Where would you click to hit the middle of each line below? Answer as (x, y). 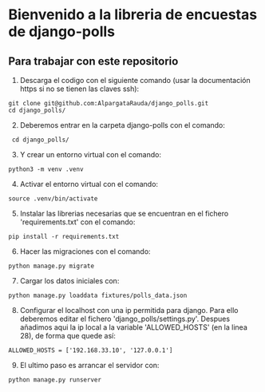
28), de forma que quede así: (67, 336)
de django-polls (62, 32)
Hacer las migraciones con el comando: (85, 251)
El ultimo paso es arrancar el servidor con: (89, 365)
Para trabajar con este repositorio (93, 61)
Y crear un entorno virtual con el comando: (91, 154)
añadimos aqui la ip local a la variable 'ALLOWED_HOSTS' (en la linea (133, 327)
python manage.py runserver (55, 380)
